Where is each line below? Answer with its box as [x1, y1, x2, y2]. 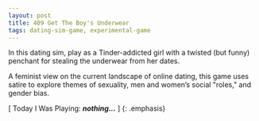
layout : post [8, 11, 52, 20]
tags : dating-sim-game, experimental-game [8, 26, 151, 34]
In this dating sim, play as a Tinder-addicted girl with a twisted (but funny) [8, 48, 250, 58]
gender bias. [8, 89, 50, 98]
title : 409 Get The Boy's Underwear [8, 19, 129, 27]
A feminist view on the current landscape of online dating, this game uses [8, 72, 249, 81]
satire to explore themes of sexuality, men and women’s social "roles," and [8, 80, 252, 89]
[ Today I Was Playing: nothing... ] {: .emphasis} [8, 104, 166, 113]
